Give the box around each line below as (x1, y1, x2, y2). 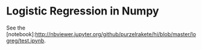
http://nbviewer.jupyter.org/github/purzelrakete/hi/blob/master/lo (35, 30, 197, 37)
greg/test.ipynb (6, 37, 45, 44)
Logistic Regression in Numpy (6, 4, 159, 18)
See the (6, 24, 26, 31)
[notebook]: (6, 30, 36, 37)
